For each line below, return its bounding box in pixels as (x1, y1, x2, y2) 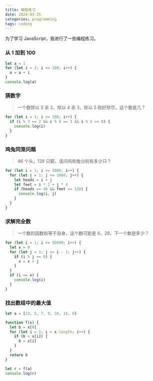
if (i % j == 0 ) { (14, 254, 52, 259)
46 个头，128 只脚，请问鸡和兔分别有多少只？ (17, 158, 112, 164)
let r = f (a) (5, 366, 32, 371)
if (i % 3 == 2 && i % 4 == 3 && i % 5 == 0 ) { (9, 119, 111, 124)
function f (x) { (5, 320, 39, 325)
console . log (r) (5, 371, 37, 376)
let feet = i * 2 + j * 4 (14, 182, 68, 187)
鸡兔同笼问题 (5, 146, 36, 153)
